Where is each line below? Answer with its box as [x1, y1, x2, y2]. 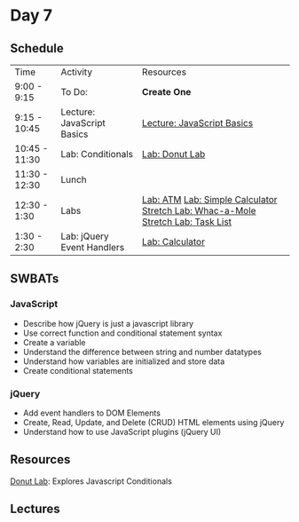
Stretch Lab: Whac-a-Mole [141, 205, 256, 217]
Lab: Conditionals [60, 148, 134, 160]
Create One [141, 86, 192, 98]
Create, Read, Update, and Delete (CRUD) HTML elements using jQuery [22, 416, 285, 427]
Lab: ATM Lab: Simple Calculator [141, 194, 278, 205]
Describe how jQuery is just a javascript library [22, 318, 194, 328]
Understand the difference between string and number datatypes [22, 346, 263, 357]
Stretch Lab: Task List [141, 216, 232, 227]
